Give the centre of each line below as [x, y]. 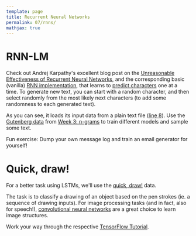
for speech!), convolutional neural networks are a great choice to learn [91, 209]
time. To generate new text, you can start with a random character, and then [98, 92]
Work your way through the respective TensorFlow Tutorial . [78, 227]
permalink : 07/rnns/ [31, 22]
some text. [19, 128]
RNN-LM [27, 57]
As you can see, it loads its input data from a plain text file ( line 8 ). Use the [96, 115]
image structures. [27, 216]
